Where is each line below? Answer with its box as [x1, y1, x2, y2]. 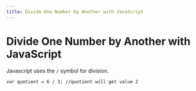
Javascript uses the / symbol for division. [6, 67, 109, 74]
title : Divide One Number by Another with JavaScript [6, 8, 144, 15]
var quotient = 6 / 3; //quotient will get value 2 [6, 78, 138, 84]
